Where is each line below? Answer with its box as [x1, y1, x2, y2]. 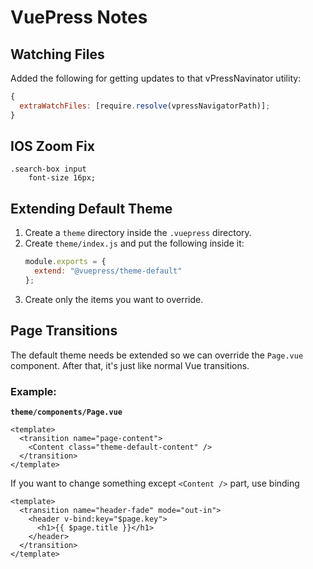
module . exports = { [24, 257, 107, 267]
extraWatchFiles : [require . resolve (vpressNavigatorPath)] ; [19, 101, 271, 111]
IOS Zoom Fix [10, 138, 95, 155]
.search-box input [10, 164, 87, 175]
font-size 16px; [28, 173, 97, 183]
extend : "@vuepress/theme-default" [34, 266, 183, 276]
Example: [10, 384, 57, 398]
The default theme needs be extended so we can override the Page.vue [10, 349, 304, 361]
